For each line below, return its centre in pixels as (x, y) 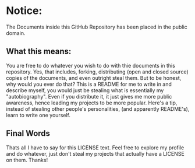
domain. (16, 33)
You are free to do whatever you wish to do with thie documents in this (91, 65)
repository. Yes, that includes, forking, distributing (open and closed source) (97, 72)
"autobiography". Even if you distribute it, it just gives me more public (89, 96)
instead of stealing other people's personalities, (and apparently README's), (98, 108)
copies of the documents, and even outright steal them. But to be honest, (94, 78)
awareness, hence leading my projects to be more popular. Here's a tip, (92, 103)
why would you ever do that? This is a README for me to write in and (89, 84)
